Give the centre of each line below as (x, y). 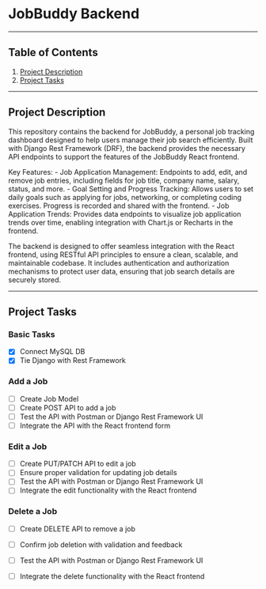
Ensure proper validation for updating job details (98, 473)
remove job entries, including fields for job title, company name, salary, (124, 180)
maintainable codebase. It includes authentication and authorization (119, 262)
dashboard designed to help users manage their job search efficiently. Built (131, 140)
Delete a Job (33, 512)
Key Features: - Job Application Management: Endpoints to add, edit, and (128, 172)
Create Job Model (49, 398)
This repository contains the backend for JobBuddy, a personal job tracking (131, 131)
